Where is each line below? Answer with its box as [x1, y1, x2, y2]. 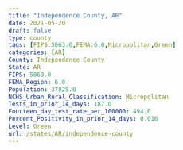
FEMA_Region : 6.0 [8, 78, 66, 86]
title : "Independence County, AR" [8, 11, 123, 20]
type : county [8, 33, 52, 42]
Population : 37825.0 [8, 85, 77, 94]
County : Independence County [8, 56, 105, 64]
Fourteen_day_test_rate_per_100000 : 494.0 [8, 108, 151, 116]
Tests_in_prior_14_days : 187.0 [8, 100, 112, 108]
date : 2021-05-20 [8, 19, 66, 27]
